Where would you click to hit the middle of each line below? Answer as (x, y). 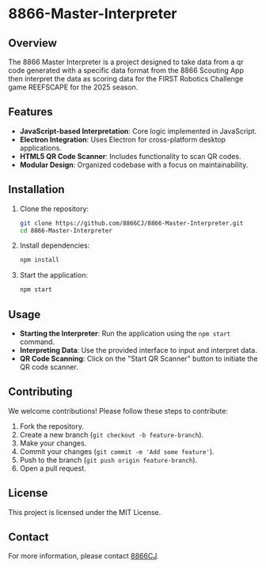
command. (37, 342)
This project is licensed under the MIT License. (85, 512)
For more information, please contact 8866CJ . (84, 556)
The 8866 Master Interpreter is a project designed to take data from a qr (126, 62)
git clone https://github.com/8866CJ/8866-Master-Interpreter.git (131, 223)
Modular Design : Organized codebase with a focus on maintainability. (134, 165)
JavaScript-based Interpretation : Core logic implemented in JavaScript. (138, 131)
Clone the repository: (54, 208)
